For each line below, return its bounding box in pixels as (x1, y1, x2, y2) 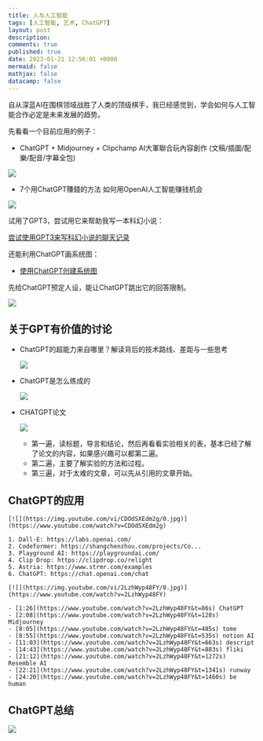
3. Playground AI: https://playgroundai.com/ (8, 549, 159, 558)
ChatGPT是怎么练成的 (19, 376, 91, 386)
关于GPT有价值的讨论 (8, 322, 112, 336)
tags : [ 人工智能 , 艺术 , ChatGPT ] (8, 19, 111, 27)
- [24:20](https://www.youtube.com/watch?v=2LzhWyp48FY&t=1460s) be (8, 673, 237, 681)
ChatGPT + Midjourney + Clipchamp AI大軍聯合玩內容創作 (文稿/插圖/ (19, 143, 245, 152)
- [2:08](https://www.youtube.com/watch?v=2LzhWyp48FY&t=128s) (8, 611, 220, 619)
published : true (8, 48, 61, 56)
